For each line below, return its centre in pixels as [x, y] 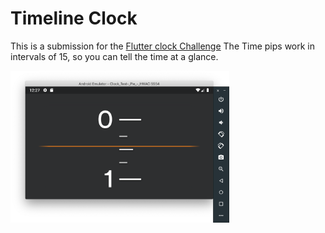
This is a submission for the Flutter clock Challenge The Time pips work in [163, 46]
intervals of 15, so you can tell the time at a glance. [114, 56]
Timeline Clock [74, 18]
